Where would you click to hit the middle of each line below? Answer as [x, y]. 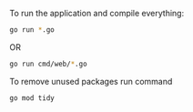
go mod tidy [32, 98]
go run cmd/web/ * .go [49, 64]
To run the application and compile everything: [97, 13]
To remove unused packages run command [91, 81]
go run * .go [32, 30]
